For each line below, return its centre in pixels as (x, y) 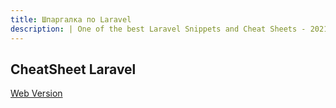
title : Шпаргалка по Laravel (71, 19)
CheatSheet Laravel (73, 69)
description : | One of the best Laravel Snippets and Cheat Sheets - (158, 29)
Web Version (36, 93)
